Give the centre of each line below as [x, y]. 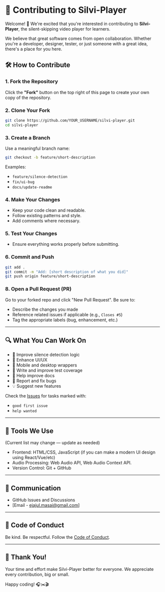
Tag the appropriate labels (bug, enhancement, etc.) [65, 320]
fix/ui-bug [23, 182]
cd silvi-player [22, 125]
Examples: [15, 166]
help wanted [24, 411]
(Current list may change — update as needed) [53, 443]
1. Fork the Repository [32, 82]
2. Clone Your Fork [28, 110]
